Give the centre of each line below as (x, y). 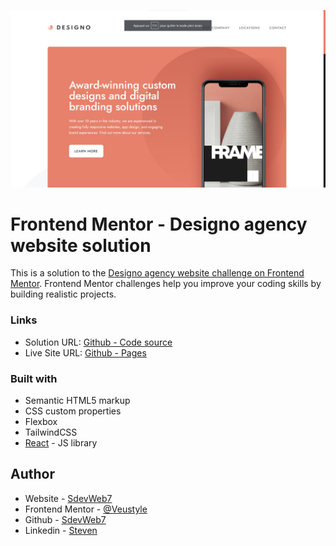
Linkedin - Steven (61, 530)
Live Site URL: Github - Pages (85, 352)
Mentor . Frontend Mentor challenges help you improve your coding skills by (166, 284)
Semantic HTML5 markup (77, 401)
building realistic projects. (63, 294)
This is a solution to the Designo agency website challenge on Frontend (157, 273)
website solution (81, 245)
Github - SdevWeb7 (65, 519)
